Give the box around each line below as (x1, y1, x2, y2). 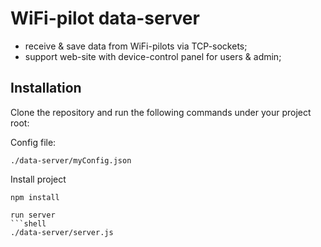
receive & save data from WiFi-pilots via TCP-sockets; (24, 40, 248, 52)
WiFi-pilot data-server (10, 7, 200, 30)
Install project (10, 173, 67, 185)
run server (10, 210, 56, 220)
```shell (10, 218, 47, 229)
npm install (10, 192, 60, 202)
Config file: (10, 136, 57, 148)
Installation (10, 80, 82, 97)
